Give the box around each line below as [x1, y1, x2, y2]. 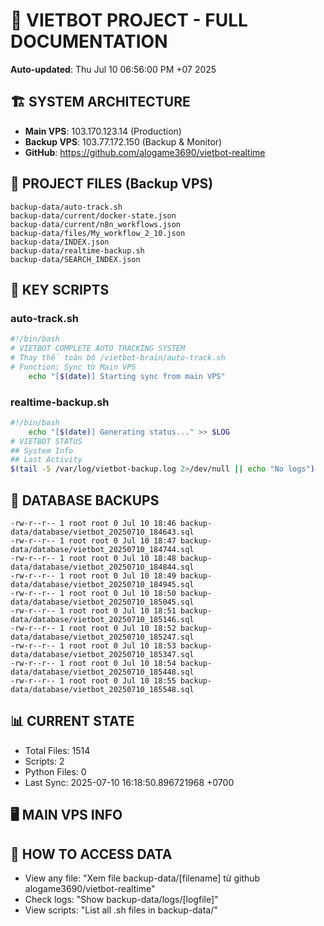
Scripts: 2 [24, 755, 65, 767]
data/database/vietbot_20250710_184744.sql [10, 544, 195, 554]
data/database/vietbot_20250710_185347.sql [10, 649, 195, 659]
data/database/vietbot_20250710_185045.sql [10, 597, 195, 607]
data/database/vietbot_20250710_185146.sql [10, 614, 195, 624]
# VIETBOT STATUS [10, 436, 83, 446]
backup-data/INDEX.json [10, 237, 110, 247]
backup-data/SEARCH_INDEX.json [10, 254, 141, 264]
